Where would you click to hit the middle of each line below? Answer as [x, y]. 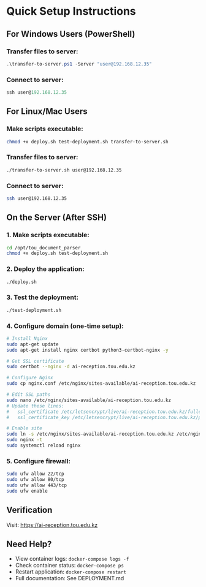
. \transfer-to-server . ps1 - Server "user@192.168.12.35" [79, 64]
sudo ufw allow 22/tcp [35, 474]
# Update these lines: [35, 406]
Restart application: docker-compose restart [71, 572]
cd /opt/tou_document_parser [44, 248]
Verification [29, 510]
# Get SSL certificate [35, 361]
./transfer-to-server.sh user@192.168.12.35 [64, 170]
